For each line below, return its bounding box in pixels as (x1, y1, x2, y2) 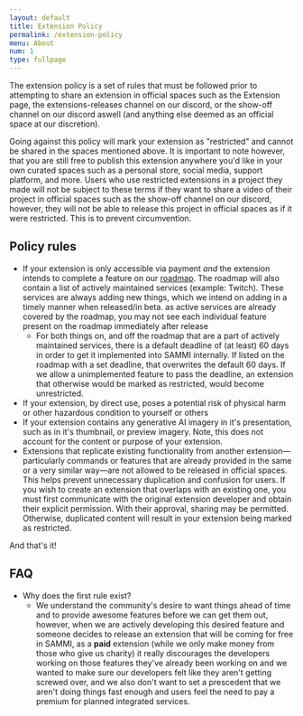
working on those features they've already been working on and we (35, 657, 288, 668)
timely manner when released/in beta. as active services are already (22, 301, 277, 312)
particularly (22, 455, 66, 466)
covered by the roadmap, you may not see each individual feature (22, 311, 268, 322)
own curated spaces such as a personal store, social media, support (9, 165, 263, 175)
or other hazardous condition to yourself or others (22, 407, 209, 418)
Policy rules (9, 239, 77, 254)
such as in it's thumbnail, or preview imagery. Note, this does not (22, 426, 264, 437)
